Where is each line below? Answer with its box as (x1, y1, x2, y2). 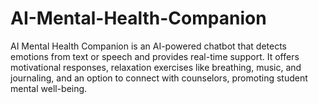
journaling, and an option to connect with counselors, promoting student (10, 72, 308, 84)
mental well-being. (10, 82, 88, 94)
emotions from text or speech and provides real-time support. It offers (10, 50, 300, 62)
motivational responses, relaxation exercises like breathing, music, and (10, 61, 302, 73)
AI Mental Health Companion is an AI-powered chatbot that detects (10, 40, 287, 52)
